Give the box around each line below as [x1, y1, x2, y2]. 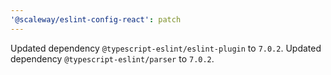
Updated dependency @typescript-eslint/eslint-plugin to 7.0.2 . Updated [10, 42, 322, 54]
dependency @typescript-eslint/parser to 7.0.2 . [10, 52, 215, 65]
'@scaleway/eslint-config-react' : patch [10, 14, 182, 25]
